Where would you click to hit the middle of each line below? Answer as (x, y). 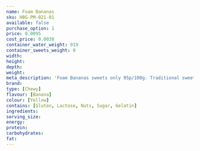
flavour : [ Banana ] (29, 95)
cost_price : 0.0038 (30, 39)
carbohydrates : (25, 133)
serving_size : (24, 117)
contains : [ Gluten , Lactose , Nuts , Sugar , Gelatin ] (71, 106)
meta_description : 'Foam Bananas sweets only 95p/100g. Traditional (93, 78)
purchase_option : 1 (30, 28)
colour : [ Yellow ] (28, 100)
